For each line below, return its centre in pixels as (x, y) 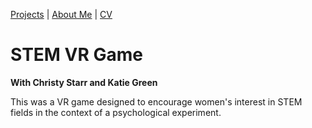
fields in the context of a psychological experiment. (116, 112)
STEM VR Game (76, 55)
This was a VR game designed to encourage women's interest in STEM (156, 101)
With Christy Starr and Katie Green (84, 82)
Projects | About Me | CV (61, 14)
